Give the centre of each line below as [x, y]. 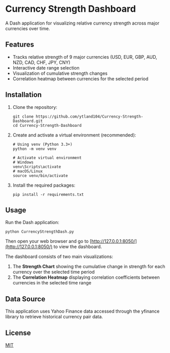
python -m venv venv [34, 149]
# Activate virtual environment [47, 158]
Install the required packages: [44, 185]
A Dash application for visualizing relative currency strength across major [82, 23]
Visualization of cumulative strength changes [60, 73]
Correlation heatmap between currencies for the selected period [81, 79]
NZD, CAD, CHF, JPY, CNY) [41, 62]
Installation [23, 95]
